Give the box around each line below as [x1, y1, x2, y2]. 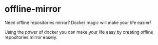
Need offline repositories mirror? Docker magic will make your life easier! [4, 20, 151, 25]
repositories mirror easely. [4, 34, 58, 40]
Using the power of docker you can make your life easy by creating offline [4, 29, 154, 35]
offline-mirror [4, 3, 61, 15]
